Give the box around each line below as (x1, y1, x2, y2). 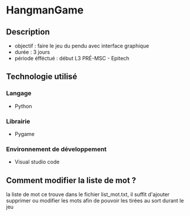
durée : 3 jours (14, 49, 50, 56)
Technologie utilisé (6, 71, 77, 82)
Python (14, 102, 32, 109)
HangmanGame (6, 4, 84, 17)
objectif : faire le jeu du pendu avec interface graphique (14, 42, 150, 49)
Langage (6, 89, 32, 97)
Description (6, 27, 50, 37)
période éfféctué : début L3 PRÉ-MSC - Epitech (14, 55, 130, 61)
